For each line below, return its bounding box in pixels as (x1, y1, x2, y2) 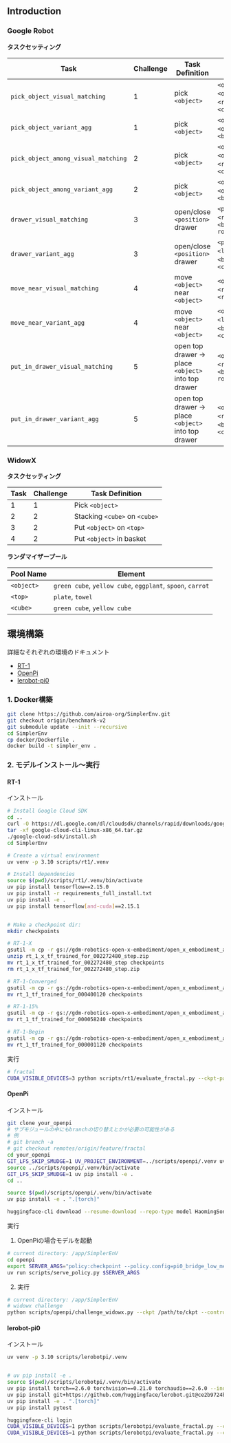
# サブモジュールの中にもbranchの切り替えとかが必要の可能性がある (7, 1126, 175, 1133)
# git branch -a (7, 1139, 54, 1146)
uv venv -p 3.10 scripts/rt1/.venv (7, 858, 109, 866)
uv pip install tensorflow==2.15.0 (7, 884, 109, 890)
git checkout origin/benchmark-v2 (7, 717, 107, 724)
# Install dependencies (7, 870, 76, 878)
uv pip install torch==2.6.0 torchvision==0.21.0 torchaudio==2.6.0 (7, 1385, 208, 1392)
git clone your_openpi (7, 1120, 72, 1126)
